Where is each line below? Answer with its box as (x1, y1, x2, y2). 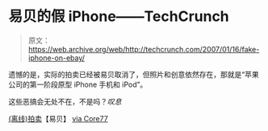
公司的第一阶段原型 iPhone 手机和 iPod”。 (8, 80, 148, 89)
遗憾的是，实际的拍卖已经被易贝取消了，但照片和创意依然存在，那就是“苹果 (8, 69, 260, 79)
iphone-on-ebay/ (27, 53, 86, 63)
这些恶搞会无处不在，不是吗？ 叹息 (8, 96, 122, 106)
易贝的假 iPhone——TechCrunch (8, 7, 230, 26)
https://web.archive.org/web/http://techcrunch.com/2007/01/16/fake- (27, 44, 260, 54)
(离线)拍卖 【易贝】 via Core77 (8, 113, 109, 123)
